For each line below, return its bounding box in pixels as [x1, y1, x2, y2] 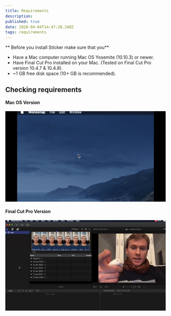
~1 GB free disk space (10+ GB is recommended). [12, 70, 116, 76]
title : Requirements [5, 8, 49, 13]
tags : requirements [5, 30, 47, 35]
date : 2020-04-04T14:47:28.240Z [5, 24, 74, 30]
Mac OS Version [5, 99, 40, 106]
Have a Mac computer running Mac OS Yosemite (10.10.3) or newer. [12, 54, 154, 61]
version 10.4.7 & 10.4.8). [12, 65, 63, 71]
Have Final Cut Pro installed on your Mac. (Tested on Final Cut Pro [12, 60, 152, 66]
